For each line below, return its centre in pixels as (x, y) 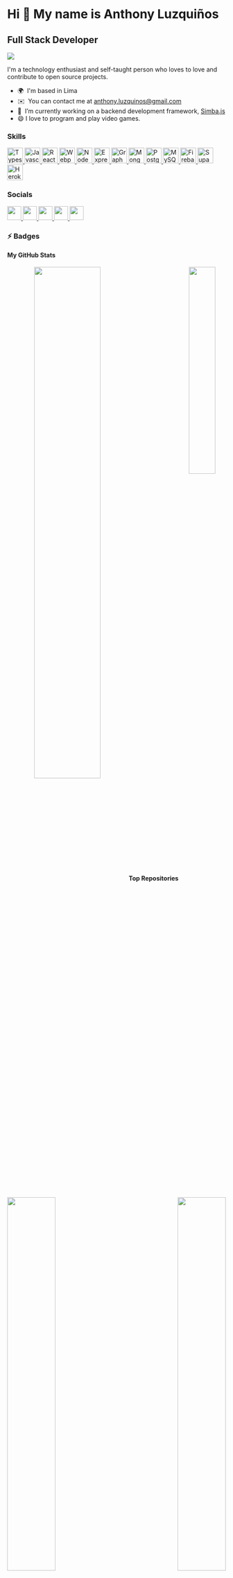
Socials (20, 195)
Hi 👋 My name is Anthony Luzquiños (113, 14)
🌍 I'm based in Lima (47, 91)
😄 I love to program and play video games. (79, 118)
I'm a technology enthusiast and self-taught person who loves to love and (112, 69)
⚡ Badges (24, 236)
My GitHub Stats (32, 255)
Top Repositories (154, 879)
